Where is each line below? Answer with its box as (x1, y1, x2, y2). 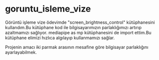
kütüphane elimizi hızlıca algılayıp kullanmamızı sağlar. (5, 35, 115, 41)
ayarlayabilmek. (5, 49, 37, 55)
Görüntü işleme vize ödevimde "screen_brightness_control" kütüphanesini (5, 19, 155, 25)
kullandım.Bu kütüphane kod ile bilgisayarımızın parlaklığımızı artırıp (5, 24, 142, 30)
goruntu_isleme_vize (5, 3, 91, 15)
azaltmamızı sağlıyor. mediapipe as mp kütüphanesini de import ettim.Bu (5, 30, 152, 35)
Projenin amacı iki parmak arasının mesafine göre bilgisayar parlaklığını (5, 44, 149, 50)
